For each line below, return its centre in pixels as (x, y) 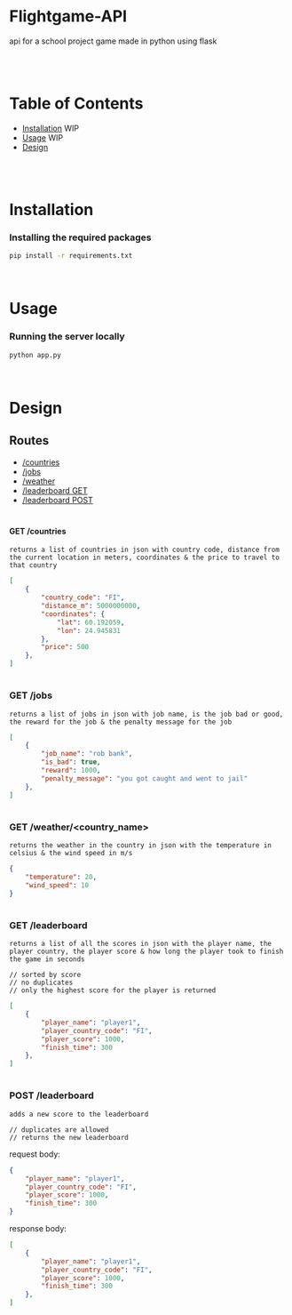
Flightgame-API (68, 16)
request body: (35, 1154)
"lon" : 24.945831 (89, 630)
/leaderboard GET (55, 490)
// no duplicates (41, 983)
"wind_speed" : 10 (57, 885)
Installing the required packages (80, 237)
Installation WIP (51, 128)
